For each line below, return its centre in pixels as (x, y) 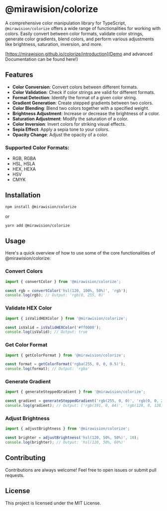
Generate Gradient (28, 382)
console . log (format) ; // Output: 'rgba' (48, 369)
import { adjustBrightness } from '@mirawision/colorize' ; (68, 429)
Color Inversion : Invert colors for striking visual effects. (69, 124)
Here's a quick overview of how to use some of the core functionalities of (80, 253)
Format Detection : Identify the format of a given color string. (75, 97)
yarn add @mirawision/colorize (38, 226)
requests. (15, 475)
